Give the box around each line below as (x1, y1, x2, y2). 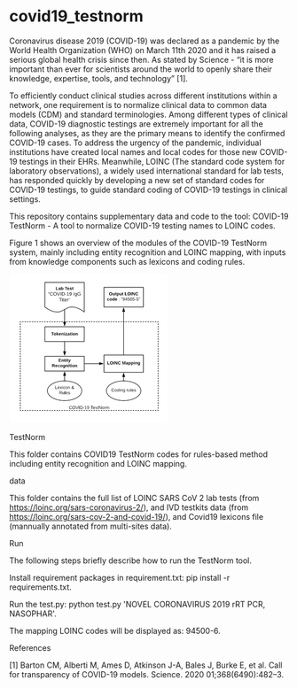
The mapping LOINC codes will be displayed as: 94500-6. (9, 625, 222, 636)
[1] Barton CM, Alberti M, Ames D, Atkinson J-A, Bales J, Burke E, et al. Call (9, 660, 283, 670)
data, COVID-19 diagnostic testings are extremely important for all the (9, 118, 263, 129)
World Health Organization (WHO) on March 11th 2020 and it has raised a (9, 44, 277, 55)
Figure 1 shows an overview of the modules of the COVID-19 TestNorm (9, 237, 268, 248)
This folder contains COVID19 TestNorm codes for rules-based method (9, 449, 269, 460)
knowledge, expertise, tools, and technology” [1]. (9, 73, 189, 83)
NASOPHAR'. (9, 608, 57, 619)
